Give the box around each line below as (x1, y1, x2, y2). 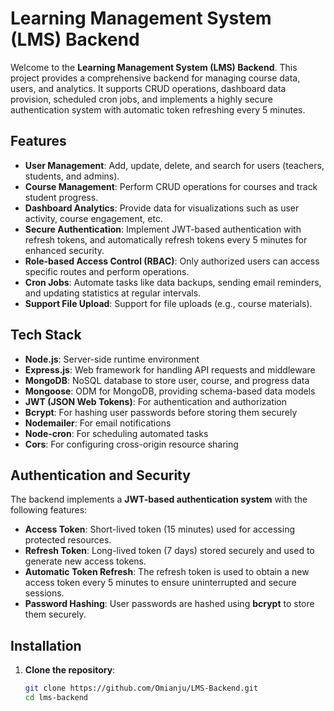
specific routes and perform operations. (24, 265, 190, 277)
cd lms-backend (24, 693, 89, 703)
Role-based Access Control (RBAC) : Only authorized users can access (24, 255, 320, 267)
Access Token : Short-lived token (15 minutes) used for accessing (24, 523, 295, 536)
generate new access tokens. (24, 555, 147, 567)
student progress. (24, 191, 99, 203)
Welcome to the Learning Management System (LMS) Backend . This (10, 61, 298, 73)
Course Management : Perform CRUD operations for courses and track (24, 180, 318, 192)
